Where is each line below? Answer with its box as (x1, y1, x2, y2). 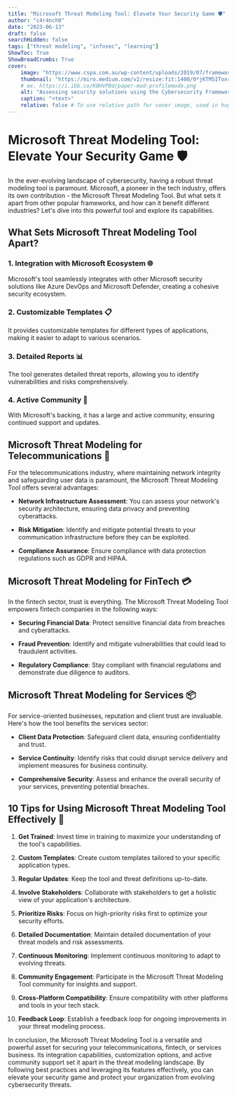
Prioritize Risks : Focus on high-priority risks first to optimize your (18, 909, 208, 918)
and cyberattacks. (18, 626, 71, 634)
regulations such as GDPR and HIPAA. (18, 554, 128, 563)
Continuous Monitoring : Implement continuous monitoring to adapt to (18, 951, 221, 960)
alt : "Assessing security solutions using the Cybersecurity (20, 89, 202, 96)
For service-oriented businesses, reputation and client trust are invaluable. (8, 711, 223, 720)
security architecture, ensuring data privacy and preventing (18, 504, 190, 513)
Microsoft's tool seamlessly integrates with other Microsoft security (8, 275, 203, 283)
